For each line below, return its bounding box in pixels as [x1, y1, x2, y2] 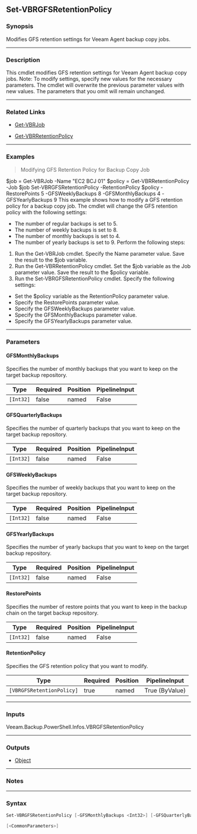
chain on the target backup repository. [6, 609, 98, 616]
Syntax [6, 799, 27, 807]
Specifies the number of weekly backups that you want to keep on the [6, 484, 176, 491]
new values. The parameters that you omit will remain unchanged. [6, 87, 165, 94]
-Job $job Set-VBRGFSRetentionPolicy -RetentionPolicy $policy [6, 184, 159, 191]
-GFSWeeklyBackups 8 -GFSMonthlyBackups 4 [45, 190, 161, 197]
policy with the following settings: [6, 208, 87, 216]
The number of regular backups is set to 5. [14, 220, 118, 227]
